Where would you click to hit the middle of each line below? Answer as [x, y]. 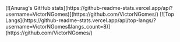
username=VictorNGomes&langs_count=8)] [58, 27]
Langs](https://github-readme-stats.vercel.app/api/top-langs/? [81, 20]
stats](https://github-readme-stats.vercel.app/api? [112, 8]
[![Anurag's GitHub [28, 8]
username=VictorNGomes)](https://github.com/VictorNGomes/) [82, 14]
